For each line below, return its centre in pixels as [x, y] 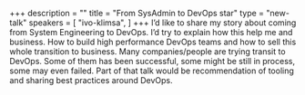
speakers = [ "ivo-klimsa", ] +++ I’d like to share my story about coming [163, 23]
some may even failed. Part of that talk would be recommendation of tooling [152, 71]
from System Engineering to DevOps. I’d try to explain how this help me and [151, 32]
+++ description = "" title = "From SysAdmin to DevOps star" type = [137, 13]
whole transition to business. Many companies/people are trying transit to [147, 52]
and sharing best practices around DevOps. [91, 80]
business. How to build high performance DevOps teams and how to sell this [153, 42]
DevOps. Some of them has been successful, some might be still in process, [152, 61]
